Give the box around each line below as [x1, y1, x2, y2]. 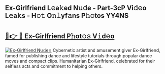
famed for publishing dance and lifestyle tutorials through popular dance [5, 53, 152, 58]
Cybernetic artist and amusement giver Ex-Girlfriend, [52, 48, 161, 53]
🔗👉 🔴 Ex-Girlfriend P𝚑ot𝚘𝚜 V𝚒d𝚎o [5, 32, 115, 40]
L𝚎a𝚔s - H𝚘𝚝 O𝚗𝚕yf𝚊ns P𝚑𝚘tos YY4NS [5, 12, 129, 20]
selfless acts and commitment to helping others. [5, 63, 103, 69]
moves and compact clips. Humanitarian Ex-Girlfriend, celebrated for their [5, 58, 155, 64]
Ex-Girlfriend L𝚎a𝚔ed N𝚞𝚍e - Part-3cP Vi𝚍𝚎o [5, 4, 147, 12]
